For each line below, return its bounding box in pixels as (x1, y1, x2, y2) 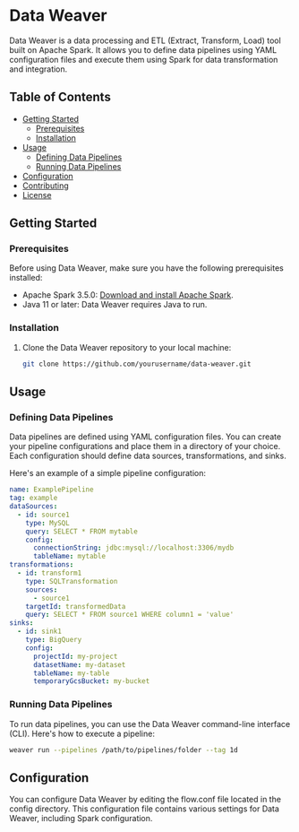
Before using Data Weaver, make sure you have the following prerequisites (9, 263, 284, 273)
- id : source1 (17, 510, 70, 519)
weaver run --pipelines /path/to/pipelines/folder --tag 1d (9, 745, 239, 754)
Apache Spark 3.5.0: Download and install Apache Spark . (21, 290, 235, 300)
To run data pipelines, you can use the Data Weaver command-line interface (9, 718, 291, 729)
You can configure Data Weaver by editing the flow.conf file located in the (9, 794, 282, 805)
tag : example (9, 494, 58, 503)
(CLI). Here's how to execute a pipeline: (9, 728, 155, 739)
